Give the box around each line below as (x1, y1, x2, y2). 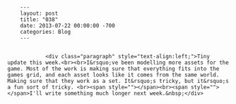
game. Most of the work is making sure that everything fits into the (7, 65, 220, 72)
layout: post (20, 10, 59, 17)
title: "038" (20, 16, 59, 23)
